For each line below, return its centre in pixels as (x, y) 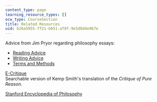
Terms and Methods (33, 64)
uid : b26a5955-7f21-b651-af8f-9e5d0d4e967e (52, 29)
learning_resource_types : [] (36, 15)
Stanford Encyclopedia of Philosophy (44, 94)
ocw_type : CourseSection (31, 19)
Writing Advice (28, 58)
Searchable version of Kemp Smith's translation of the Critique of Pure (78, 79)
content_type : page (26, 10)
